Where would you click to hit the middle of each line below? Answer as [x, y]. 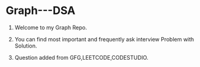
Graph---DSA [41, 11]
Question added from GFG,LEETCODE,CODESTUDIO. [81, 57]
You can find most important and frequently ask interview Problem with [104, 39]
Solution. [26, 46]
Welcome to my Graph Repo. [51, 27]
